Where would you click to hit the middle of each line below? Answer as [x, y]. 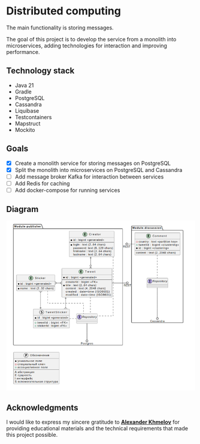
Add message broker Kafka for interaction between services [89, 176]
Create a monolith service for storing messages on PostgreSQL [93, 163]
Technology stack [40, 71]
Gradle [23, 92]
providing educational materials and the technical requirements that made [97, 428]
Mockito [25, 129]
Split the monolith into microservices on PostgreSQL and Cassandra [99, 170]
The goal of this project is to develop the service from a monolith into [91, 39]
